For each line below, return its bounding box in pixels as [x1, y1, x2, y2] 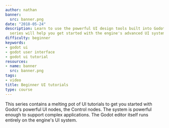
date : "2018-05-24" [5, 21, 46, 27]
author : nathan [5, 7, 37, 13]
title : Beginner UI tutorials [5, 82, 69, 87]
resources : [5, 59, 28, 64]
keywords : [5, 40, 26, 45]
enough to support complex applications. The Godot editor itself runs [5, 111, 148, 117]
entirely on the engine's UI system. [5, 117, 77, 123]
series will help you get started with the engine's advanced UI [10, 31, 150, 36]
